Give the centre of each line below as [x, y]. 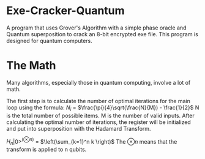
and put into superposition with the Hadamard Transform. [79, 128]
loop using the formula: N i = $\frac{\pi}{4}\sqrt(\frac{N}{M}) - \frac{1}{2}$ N [103, 108]
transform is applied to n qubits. [47, 149]
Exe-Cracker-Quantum [65, 11]
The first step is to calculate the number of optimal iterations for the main [99, 101]
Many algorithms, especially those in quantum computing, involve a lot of [99, 82]
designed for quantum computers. [50, 41]
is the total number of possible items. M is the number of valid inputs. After [100, 115]
